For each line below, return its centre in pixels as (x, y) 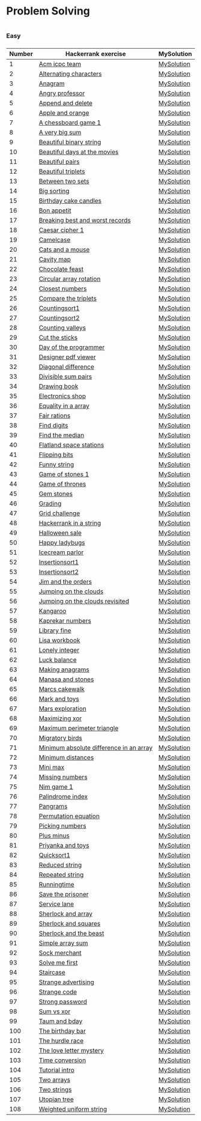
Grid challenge (59, 513)
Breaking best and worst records (85, 221)
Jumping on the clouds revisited (84, 601)
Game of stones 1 (64, 474)
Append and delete (66, 103)
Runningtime (57, 885)
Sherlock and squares (70, 924)
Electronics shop (62, 396)
